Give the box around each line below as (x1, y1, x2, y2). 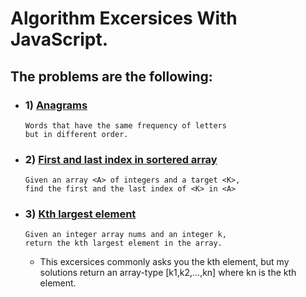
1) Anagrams (24, 98, 88, 112)
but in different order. (24, 129, 129, 139)
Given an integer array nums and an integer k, (24, 230, 227, 240)
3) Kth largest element (24, 207, 137, 221)
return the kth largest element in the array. (24, 238, 223, 249)
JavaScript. (10, 28, 109, 51)
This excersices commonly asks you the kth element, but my (39, 256, 290, 268)
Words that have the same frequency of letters (24, 120, 227, 131)
